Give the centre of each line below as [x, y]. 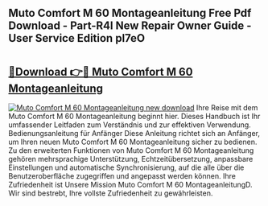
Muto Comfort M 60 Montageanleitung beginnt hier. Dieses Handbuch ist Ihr [134, 116]
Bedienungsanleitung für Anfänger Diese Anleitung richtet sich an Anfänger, [134, 133]
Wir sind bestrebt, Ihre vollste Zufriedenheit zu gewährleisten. [111, 193]
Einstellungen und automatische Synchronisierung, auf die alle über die [126, 167]
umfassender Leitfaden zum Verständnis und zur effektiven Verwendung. [130, 125]
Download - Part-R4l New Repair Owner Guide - [130, 26]
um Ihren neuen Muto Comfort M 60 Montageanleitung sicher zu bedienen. [133, 142]
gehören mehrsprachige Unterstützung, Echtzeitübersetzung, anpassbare [131, 159]
